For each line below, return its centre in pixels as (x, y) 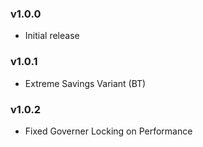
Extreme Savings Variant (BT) (85, 83)
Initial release (52, 36)
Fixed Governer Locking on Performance (108, 131)
